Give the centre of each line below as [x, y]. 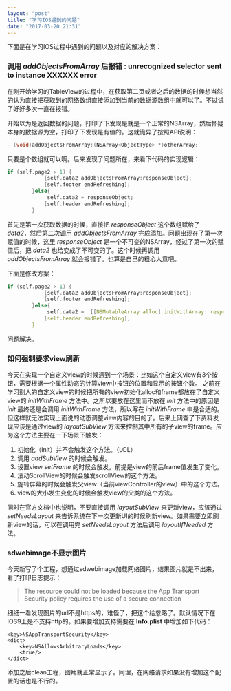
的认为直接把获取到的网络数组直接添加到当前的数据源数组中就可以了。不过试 [115, 100]
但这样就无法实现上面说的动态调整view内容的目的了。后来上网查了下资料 [110, 418]
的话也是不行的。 [37, 681]
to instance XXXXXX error [52, 75]
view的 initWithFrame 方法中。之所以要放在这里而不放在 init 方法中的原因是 [113, 401]
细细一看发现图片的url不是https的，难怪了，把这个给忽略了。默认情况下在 [111, 613]
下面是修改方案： [31, 274]
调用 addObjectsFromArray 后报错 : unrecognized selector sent [114, 66]
